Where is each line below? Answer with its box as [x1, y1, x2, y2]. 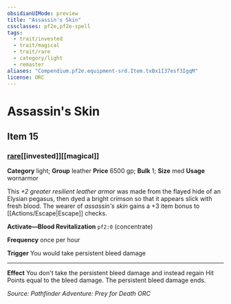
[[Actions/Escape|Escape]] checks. [7, 209, 108, 218]
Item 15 [7, 130, 39, 142]
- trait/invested [13, 36, 63, 43]
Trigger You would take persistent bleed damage [7, 249, 146, 257]
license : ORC [7, 73, 45, 81]
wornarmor [7, 174, 39, 183]
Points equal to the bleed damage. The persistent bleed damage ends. [7, 276, 206, 285]
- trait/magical [13, 42, 60, 49]
